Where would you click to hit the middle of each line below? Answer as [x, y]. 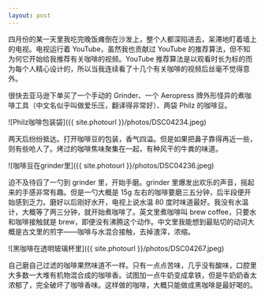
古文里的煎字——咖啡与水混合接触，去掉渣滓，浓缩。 [108, 231]
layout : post [30, 15]
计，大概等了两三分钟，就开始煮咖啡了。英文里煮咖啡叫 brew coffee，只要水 [132, 212]
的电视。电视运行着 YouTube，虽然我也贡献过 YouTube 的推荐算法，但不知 [129, 49]
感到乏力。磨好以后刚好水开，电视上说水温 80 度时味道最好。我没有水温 [132, 201]
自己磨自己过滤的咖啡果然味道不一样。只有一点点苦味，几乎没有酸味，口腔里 [132, 265]
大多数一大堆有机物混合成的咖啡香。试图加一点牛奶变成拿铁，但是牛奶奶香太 [132, 275]
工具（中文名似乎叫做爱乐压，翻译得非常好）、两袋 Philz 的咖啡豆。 [123, 105]
